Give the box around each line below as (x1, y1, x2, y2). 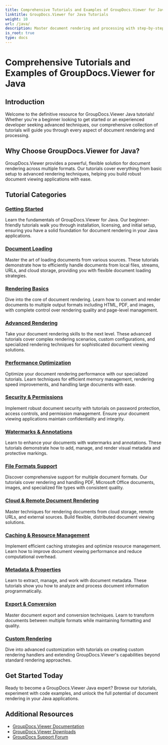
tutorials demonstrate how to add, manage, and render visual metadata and (5, 445, 160, 451)
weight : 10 (5, 16, 28, 21)
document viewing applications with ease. (5, 176, 92, 182)
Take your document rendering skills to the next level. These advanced (5, 331, 151, 337)
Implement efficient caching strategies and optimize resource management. (5, 543, 161, 549)
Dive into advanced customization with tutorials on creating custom (5, 646, 144, 652)
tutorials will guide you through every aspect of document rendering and (5, 127, 155, 133)
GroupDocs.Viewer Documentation (12, 723, 84, 729)
